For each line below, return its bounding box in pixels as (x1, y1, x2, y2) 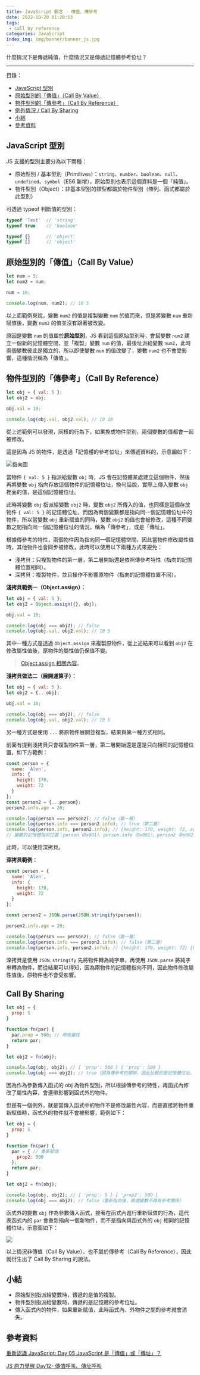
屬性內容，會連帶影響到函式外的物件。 (16, 1089, 111, 1096)
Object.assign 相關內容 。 (20, 659, 83, 667)
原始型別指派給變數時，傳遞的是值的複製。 (14, 1291, 120, 1299)
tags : (6, 20, 20, 26)
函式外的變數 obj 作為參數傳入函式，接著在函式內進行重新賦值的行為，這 (6, 1209, 185, 1216)
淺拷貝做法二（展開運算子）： (6, 673, 77, 680)
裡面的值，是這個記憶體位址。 (6, 488, 79, 495)
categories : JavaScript (6, 31, 65, 37)
